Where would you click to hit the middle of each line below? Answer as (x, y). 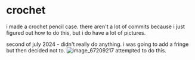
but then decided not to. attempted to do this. (86, 50)
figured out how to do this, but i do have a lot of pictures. (76, 32)
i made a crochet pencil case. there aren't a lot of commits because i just (95, 26)
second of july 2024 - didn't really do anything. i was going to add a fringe (97, 44)
